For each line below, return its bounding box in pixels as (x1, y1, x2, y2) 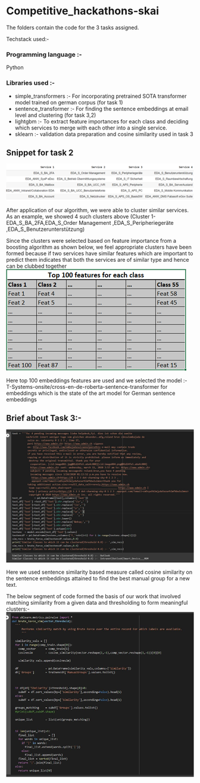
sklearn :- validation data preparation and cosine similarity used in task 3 (14, 130, 193, 138)
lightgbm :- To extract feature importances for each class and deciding (14, 117, 189, 125)
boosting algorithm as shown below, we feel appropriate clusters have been (6, 243, 192, 250)
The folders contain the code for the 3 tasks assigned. (6, 24, 139, 31)
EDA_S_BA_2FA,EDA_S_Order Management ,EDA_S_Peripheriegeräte (6, 219, 174, 226)
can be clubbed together (6, 262, 67, 270)
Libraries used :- (6, 79, 55, 87)
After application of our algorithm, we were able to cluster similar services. (6, 206, 189, 213)
